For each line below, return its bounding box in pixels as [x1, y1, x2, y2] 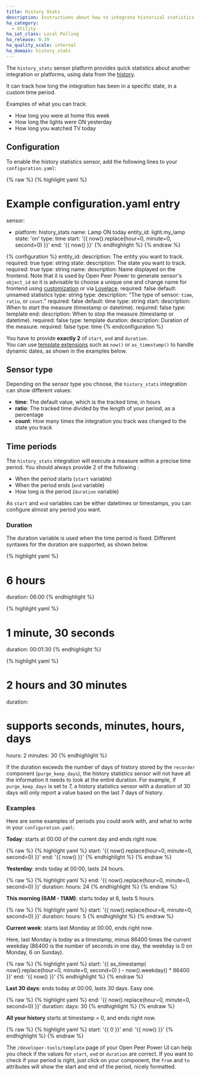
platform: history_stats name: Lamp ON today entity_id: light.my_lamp [14, 229, 185, 236]
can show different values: [6, 387, 72, 394]
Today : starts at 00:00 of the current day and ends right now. [6, 835, 158, 843]
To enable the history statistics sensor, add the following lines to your [6, 158, 178, 165]
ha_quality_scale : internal [6, 43, 77, 49]
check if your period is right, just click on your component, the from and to [6, 1057, 190, 1064]
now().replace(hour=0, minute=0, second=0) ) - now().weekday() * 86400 [6, 967, 190, 974]
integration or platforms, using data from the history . [6, 70, 136, 78]
